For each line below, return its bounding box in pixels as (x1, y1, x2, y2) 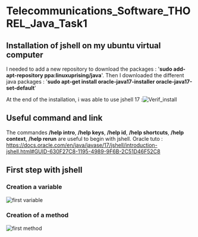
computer (6, 49, 43, 60)
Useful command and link (6, 113, 103, 123)
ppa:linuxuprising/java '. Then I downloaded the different (44, 72, 184, 78)
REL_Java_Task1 (6, 17, 88, 30)
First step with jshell (6, 165, 83, 175)
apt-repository (6, 72, 43, 78)
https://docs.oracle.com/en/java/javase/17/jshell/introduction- (6, 141, 158, 148)
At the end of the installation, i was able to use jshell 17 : (6, 96, 143, 103)
